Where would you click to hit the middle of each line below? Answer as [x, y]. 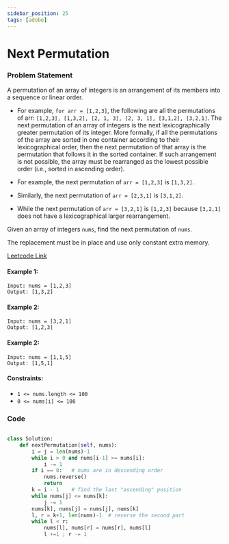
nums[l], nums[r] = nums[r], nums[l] [97, 528]
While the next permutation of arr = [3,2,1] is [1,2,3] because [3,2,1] [119, 208]
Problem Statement [40, 75]
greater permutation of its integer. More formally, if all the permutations [117, 132]
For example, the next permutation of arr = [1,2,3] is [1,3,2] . [106, 182]
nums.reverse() [65, 477]
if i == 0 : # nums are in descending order [98, 471]
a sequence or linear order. [45, 97]
